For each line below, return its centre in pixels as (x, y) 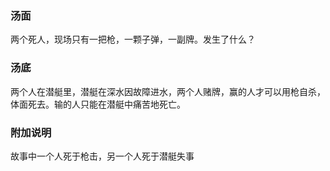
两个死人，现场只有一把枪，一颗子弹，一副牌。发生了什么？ (133, 39)
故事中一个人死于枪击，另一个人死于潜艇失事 (102, 156)
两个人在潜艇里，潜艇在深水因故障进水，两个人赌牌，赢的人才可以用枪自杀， (168, 91)
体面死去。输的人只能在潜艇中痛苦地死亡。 (98, 104)
